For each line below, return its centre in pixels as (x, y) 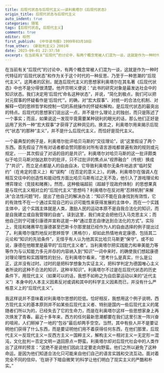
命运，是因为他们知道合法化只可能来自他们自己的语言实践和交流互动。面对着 (82, 353)
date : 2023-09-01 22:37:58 (32, 50)
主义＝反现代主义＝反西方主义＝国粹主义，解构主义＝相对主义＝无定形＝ (82, 335)
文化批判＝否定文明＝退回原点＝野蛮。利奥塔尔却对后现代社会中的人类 (84, 341)
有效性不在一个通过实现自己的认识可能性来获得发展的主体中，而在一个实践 (84, 202)
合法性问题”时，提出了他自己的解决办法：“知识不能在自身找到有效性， (82, 196)
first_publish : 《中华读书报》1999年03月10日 (48, 42)
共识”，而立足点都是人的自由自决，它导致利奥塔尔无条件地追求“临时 (80, 166)
